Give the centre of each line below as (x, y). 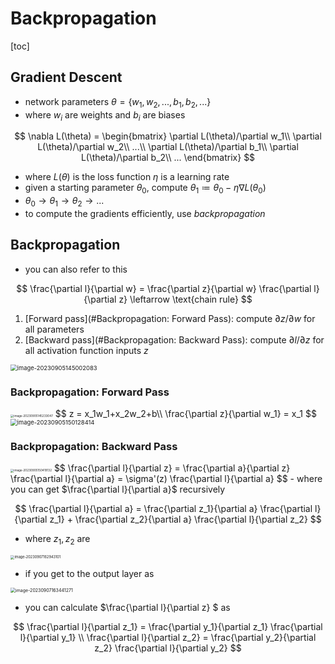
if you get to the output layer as (89, 573)
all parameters (54, 329)
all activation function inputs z (86, 350)
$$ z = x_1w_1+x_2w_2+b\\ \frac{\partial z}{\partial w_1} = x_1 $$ (185, 414)
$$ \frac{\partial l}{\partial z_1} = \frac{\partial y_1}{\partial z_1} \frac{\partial (168, 626)
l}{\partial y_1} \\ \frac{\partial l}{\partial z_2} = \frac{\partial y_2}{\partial (168, 637)
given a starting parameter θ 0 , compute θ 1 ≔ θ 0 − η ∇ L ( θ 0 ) (145, 189)
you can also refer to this (76, 269)
